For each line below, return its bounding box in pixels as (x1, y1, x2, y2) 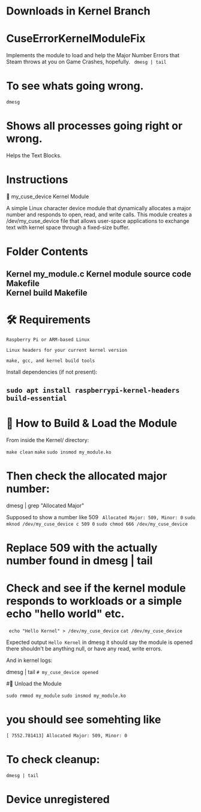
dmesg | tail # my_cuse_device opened (6, 668, 99, 675)
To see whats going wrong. (6, 80, 144, 93)
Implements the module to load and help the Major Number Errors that (6, 52, 180, 59)
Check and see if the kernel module (6, 581, 186, 595)
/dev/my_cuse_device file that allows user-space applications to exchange (6, 217, 190, 224)
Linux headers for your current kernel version (6, 348, 128, 354)
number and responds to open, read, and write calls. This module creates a (6, 211, 192, 218)
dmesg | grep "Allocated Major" (6, 502, 85, 509)
